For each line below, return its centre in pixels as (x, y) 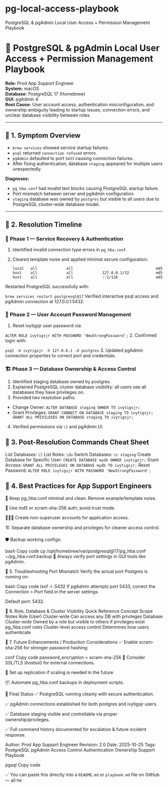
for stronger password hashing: (56, 647)
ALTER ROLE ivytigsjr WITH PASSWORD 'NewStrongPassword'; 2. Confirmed (81, 335)
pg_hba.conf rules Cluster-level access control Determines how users (77, 627)
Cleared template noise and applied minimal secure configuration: (80, 259)
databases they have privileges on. (48, 392)
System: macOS (22, 89)
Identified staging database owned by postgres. (62, 381)
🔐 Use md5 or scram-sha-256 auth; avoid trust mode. (60, 508)
